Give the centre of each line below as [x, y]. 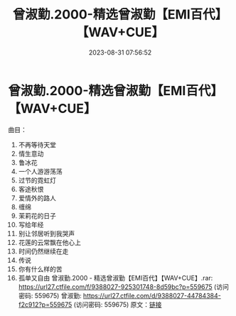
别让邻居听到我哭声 [47, 233]
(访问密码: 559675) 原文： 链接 [118, 304]
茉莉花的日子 [37, 216]
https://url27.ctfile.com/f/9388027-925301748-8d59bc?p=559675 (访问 [124, 287]
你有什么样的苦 [40, 269]
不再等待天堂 [37, 145]
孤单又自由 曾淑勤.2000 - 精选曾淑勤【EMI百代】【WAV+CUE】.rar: [116, 278]
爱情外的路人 [37, 198]
